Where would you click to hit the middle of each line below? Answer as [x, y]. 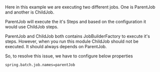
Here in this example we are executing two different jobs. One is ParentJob [80, 7]
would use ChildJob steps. [32, 27]
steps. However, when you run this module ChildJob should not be [72, 41]
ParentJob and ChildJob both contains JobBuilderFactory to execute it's [78, 36]
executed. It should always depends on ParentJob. [56, 46]
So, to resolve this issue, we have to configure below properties [69, 56]
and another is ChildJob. [30, 12]
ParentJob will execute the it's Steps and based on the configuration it [76, 22]
